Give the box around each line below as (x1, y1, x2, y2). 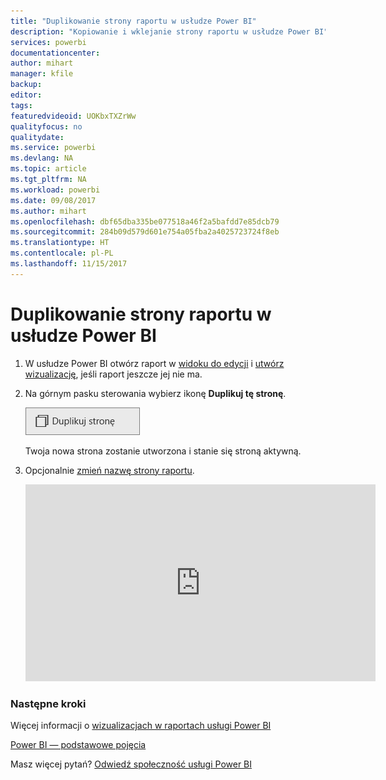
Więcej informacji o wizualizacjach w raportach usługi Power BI (10, 719, 272, 731)
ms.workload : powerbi (10, 185, 101, 195)
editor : (10, 90, 43, 100)
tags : (10, 100, 33, 110)
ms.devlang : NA (10, 153, 74, 164)
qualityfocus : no (10, 121, 83, 132)
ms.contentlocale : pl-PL (10, 248, 114, 259)
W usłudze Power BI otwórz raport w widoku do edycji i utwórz (24, 357, 285, 369)
